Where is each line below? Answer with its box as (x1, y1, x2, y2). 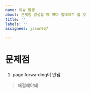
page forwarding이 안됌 (12, 72, 61, 78)
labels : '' (5, 21, 28, 27)
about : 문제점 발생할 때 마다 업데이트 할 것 (5, 12, 86, 17)
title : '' (5, 17, 26, 22)
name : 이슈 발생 (5, 7, 35, 13)
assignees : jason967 (5, 26, 49, 31)
